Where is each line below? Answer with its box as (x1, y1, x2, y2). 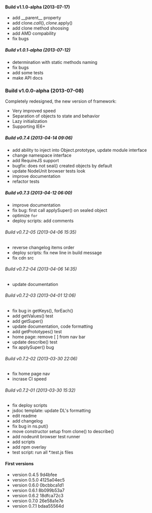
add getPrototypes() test (12, 329, 62, 335)
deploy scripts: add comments (12, 218, 74, 224)
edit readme (12, 413, 37, 419)
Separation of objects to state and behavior (12, 113, 100, 119)
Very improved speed (12, 108, 56, 114)
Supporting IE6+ (12, 123, 46, 130)
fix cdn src (12, 255, 34, 260)
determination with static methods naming (12, 59, 98, 65)
